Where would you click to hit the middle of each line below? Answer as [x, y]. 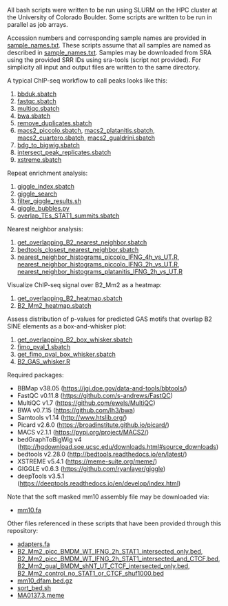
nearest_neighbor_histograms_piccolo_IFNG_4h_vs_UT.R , [98, 257]
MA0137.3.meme [41, 595]
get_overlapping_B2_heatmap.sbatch [70, 298]
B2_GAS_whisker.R [43, 362]
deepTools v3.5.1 [41, 476]
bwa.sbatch [34, 116]
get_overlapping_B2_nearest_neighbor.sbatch [82, 242]
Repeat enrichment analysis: [48, 173]
